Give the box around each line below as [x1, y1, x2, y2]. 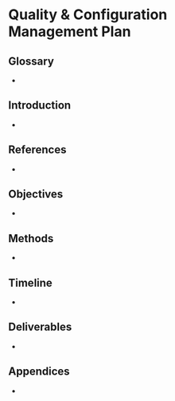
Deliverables [8, 320, 72, 334]
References [8, 143, 67, 157]
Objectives [8, 188, 64, 201]
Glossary [8, 54, 54, 68]
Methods [8, 232, 54, 245]
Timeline [8, 276, 53, 289]
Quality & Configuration [8, 6, 168, 24]
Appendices [8, 365, 70, 379]
